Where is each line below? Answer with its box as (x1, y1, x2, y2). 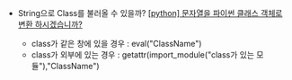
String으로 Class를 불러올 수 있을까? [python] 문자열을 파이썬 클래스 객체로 (17, 8, 283, 18)
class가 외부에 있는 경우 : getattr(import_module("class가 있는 (31, 49, 254, 60)
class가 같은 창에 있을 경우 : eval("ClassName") (31, 39, 202, 49)
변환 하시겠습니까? (17, 19, 83, 30)
